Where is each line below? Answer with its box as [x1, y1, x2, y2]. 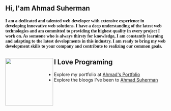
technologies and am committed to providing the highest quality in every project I [5, 28, 160, 33]
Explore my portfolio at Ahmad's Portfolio [54, 71, 140, 78]
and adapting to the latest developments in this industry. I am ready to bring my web [5, 38, 166, 44]
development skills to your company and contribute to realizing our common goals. [5, 43, 163, 49]
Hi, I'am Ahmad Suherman [5, 4, 90, 13]
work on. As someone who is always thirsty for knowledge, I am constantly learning [5, 33, 163, 39]
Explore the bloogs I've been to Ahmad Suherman [54, 77, 158, 83]
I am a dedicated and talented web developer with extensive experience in [5, 18, 145, 23]
